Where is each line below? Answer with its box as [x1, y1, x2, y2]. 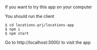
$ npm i [5, 27, 21, 32]
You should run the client [5, 13, 54, 19]
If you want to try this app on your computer [5, 4, 92, 10]
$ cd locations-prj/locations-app [5, 23, 74, 27]
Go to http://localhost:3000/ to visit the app [5, 39, 91, 45]
